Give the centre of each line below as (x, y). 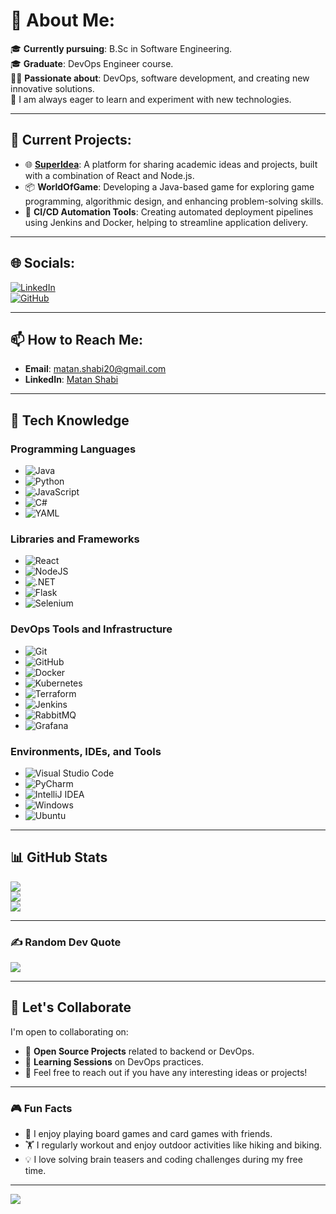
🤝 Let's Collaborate (71, 1007)
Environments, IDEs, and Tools (86, 751)
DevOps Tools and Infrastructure (91, 629)
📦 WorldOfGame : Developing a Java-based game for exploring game (169, 186)
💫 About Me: (63, 20)
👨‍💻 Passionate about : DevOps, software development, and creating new (160, 78)
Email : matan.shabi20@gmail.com (95, 369)
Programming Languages (73, 449)
